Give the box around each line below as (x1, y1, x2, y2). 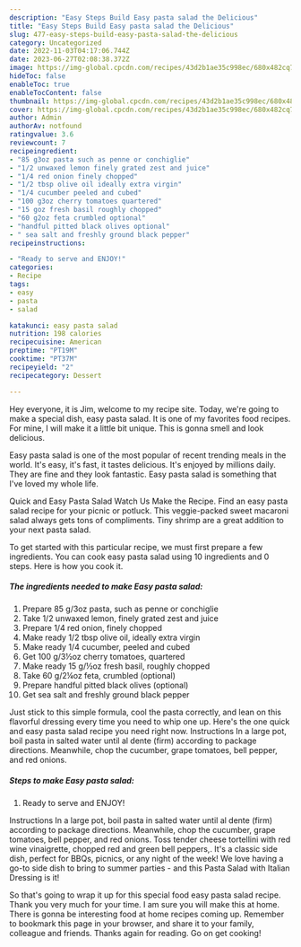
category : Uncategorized (9, 38, 102, 48)
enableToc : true (9, 80, 70, 89)
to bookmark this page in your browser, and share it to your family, (9, 918, 254, 929)
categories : (9, 263, 54, 272)
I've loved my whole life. (9, 478, 99, 489)
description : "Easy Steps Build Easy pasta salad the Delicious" (9, 13, 258, 22)
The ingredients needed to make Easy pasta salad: (9, 581, 203, 592)
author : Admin (9, 113, 63, 122)
